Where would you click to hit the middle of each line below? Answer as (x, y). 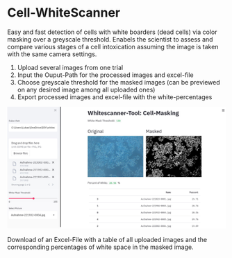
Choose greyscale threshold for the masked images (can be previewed (118, 82)
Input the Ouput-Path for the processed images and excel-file (105, 75)
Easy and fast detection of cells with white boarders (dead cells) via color (112, 32)
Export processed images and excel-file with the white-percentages (115, 97)
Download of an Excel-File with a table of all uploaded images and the (107, 239)
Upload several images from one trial (70, 67)
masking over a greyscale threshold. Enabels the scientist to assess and (110, 39)
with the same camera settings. (52, 54)
